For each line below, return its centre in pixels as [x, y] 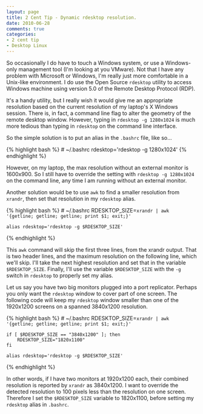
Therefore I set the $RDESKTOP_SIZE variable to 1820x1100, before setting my [100, 398]
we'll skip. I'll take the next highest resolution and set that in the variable [96, 262]
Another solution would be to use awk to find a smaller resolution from [93, 192]
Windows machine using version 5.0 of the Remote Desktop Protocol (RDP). [101, 88]
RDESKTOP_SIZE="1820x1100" [51, 340]
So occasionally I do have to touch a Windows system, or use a [85, 63]
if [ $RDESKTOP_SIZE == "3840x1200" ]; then [63, 334]
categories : [21, 34]
